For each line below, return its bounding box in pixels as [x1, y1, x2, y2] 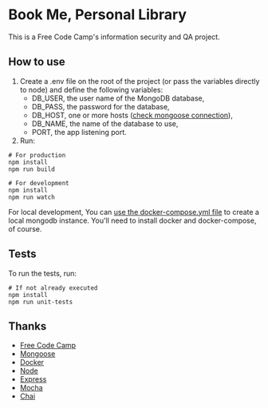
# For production [8, 151, 66, 159]
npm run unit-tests [8, 298, 73, 306]
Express [19, 374, 47, 384]
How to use [8, 55, 65, 69]
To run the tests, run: [8, 268, 77, 278]
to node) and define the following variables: [19, 85, 164, 94]
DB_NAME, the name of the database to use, [31, 118, 179, 129]
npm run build [8, 165, 56, 173]
